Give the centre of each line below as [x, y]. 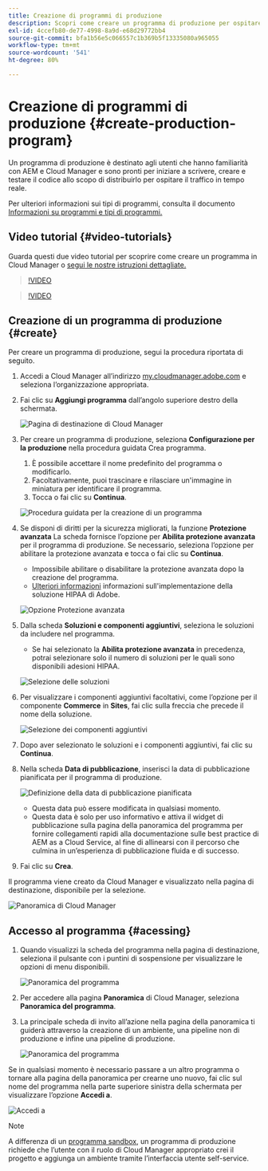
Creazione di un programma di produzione [115, 321]
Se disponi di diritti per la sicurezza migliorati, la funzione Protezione [133, 528]
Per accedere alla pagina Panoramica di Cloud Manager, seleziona [129, 998]
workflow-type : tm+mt [44, 45]
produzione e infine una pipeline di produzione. [97, 1039]
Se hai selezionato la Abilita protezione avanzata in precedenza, [138, 649]
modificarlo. [51, 472]
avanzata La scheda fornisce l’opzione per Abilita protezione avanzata [138, 537]
